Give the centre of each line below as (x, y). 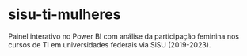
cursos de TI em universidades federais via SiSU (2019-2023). (110, 44)
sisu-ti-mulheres (65, 15)
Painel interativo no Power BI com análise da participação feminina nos (124, 36)
